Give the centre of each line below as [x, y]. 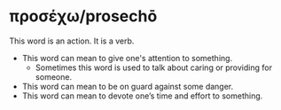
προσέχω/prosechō [83, 16]
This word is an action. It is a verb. [72, 41]
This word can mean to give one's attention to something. [127, 58]
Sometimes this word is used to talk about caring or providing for [154, 67]
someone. [54, 76]
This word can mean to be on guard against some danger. [128, 86]
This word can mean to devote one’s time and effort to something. [142, 96]
